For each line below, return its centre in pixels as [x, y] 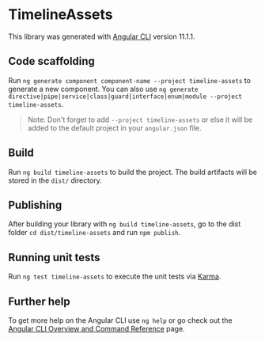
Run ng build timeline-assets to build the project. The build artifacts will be [133, 172]
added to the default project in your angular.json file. [114, 127]
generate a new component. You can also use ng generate [103, 89]
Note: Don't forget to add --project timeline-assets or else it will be [140, 119]
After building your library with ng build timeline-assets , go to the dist [125, 224]
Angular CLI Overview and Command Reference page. [97, 329]
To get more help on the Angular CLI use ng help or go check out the [120, 320]
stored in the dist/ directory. [55, 180]
